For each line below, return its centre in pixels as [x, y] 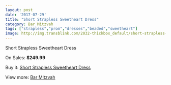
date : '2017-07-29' [26, 15]
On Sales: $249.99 [25, 58]
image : [12, 33]
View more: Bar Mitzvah [30, 77]
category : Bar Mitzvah [29, 24]
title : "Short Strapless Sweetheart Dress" [52, 19]
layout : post [19, 10]
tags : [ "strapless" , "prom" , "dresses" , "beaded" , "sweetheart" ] [72, 29]
